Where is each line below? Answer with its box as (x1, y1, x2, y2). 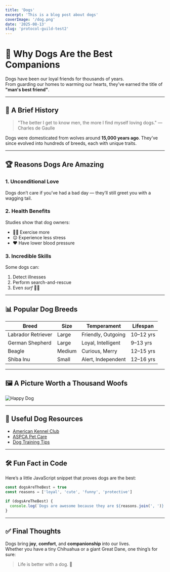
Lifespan (132, 322, 154, 329)
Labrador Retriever (8, 331, 53, 338)
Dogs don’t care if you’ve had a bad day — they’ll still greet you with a (5, 189, 151, 196)
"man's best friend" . (5, 87, 50, 93)
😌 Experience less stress (12, 234, 66, 240)
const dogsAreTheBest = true (5, 485, 67, 490)
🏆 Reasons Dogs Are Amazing (5, 161, 104, 169)
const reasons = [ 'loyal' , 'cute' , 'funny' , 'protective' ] (5, 490, 133, 495)
